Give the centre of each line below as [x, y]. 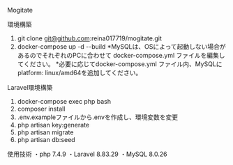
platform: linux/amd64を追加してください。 [80, 73]
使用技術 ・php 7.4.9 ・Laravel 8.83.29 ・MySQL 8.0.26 [87, 154]
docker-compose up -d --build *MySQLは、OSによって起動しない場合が [122, 47]
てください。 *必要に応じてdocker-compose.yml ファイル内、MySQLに [120, 64]
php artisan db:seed [46, 140]
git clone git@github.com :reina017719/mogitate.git [90, 38]
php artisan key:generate [53, 125]
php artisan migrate [45, 132]
